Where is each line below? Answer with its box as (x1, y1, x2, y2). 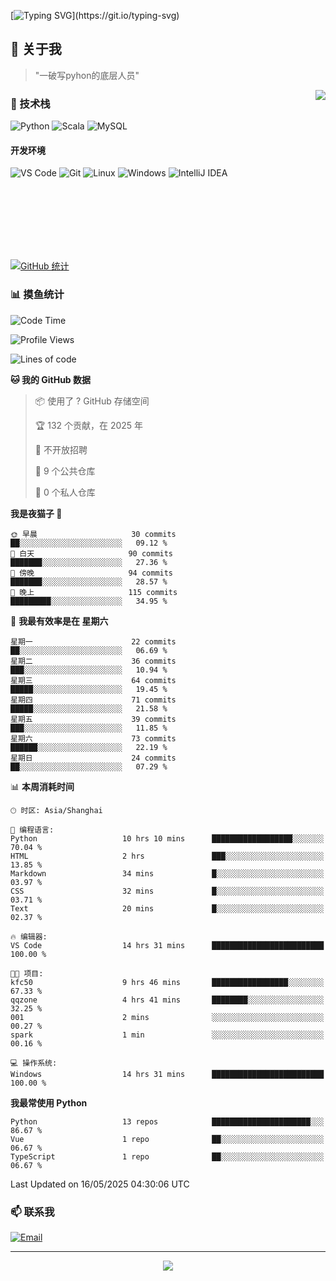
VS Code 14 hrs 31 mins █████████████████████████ (10, 940, 325, 950)
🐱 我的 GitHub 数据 (10, 373, 92, 385)
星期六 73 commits (10, 733, 177, 744)
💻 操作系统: (10, 1058, 58, 1068)
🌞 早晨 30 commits (10, 529, 177, 539)
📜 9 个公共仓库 (34, 465, 96, 477)
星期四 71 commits (10, 695, 177, 705)
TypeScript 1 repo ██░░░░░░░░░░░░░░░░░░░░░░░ (10, 1151, 325, 1162)
